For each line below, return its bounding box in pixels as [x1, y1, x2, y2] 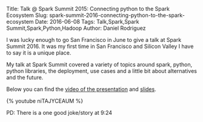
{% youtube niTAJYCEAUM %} [6, 97, 84, 104]
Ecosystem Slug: [6, 12, 48, 19]
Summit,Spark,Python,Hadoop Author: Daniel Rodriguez [6, 24, 146, 32]
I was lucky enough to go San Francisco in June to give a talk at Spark [6, 36, 182, 43]
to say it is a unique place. [6, 49, 72, 56]
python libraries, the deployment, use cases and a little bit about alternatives [6, 67, 197, 75]
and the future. [6, 74, 44, 81]
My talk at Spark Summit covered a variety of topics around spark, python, [6, 61, 193, 68]
